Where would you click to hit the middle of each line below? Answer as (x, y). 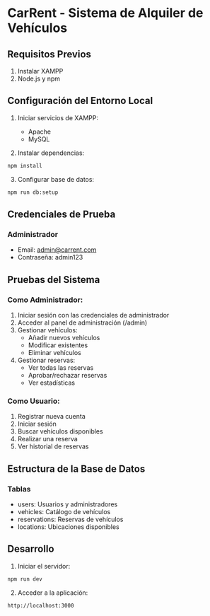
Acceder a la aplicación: (53, 593)
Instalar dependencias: (51, 153)
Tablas (19, 489)
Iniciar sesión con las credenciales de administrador (93, 315)
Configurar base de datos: (56, 179)
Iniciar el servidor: (44, 566)
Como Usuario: (34, 401)
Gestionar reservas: (46, 360)
